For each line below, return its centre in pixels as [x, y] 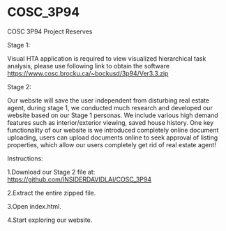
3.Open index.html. [34, 206]
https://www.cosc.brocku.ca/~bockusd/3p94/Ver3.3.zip [88, 73]
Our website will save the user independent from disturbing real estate [108, 100]
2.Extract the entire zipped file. [52, 193]
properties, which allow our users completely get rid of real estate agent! [112, 144]
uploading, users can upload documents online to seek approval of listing [113, 137]
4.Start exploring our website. [50, 220]
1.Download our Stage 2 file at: [51, 172]
